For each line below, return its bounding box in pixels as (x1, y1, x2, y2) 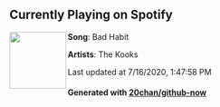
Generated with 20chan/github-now (67, 87, 207, 98)
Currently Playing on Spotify (9, 7, 174, 23)
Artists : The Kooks (67, 49, 139, 60)
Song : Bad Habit (67, 31, 129, 42)
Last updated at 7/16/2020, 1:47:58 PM (67, 66, 212, 77)
